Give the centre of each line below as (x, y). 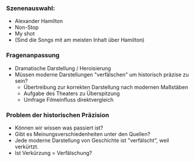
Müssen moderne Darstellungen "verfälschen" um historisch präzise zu (102, 74)
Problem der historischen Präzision (58, 115)
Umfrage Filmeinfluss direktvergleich (69, 99)
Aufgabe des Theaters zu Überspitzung (71, 93)
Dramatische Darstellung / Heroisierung (63, 68)
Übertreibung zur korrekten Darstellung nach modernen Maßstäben (106, 87)
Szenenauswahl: (30, 8)
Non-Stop (27, 27)
